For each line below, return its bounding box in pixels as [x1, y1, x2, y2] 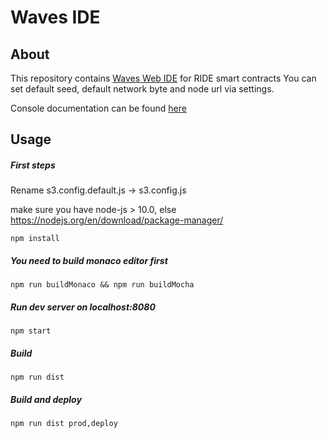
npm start [10, 326, 52, 336]
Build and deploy [10, 393, 82, 405]
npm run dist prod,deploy [10, 419, 118, 429]
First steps [10, 159, 56, 171]
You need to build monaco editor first [10, 254, 168, 266]
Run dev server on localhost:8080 [10, 301, 156, 313]
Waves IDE [10, 6, 101, 29]
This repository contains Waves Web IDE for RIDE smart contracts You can [10, 72, 317, 84]
